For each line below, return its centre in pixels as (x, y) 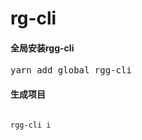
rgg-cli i (31, 125)
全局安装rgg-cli (42, 48)
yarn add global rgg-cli (71, 70)
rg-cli (33, 18)
